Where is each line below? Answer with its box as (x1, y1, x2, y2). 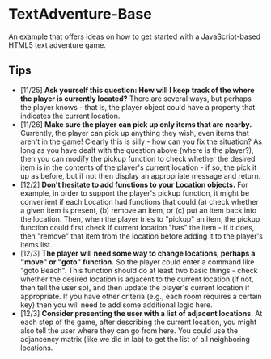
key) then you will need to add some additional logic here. (19, 300, 213, 310)
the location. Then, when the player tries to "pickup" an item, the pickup (19, 213, 260, 223)
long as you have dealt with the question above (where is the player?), (19, 145, 254, 154)
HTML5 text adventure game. (8, 40, 107, 49)
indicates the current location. (19, 111, 121, 120)
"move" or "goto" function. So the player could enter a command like (19, 256, 255, 267)
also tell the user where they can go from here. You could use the (19, 325, 239, 336)
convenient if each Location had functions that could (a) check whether (19, 196, 259, 206)
